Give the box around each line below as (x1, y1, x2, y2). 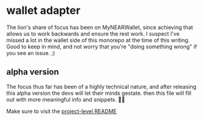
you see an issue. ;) (6, 49, 55, 56)
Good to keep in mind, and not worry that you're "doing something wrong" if (6, 43, 198, 50)
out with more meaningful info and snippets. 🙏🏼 (6, 96, 126, 103)
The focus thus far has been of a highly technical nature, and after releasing (6, 83, 196, 90)
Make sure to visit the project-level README (6, 107, 117, 115)
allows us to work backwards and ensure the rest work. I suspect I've (6, 30, 180, 37)
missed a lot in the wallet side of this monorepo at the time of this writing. (6, 36, 190, 44)
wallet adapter (6, 4, 81, 18)
